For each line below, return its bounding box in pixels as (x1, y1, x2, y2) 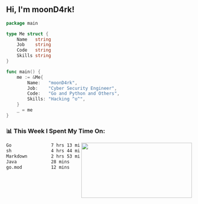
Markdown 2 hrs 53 (6, 153, 72, 159)
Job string (16, 42, 51, 48)
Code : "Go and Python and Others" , (27, 91, 120, 96)
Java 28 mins (6, 159, 70, 165)
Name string (16, 36, 51, 42)
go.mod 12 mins (6, 164, 70, 170)
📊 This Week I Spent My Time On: (6, 126, 105, 135)
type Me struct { (6, 31, 49, 37)
